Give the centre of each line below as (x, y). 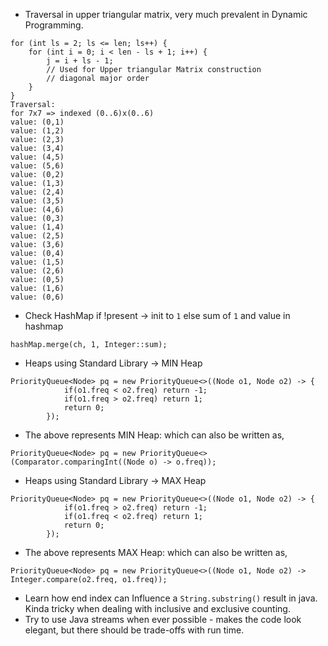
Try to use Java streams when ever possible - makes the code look (163, 619)
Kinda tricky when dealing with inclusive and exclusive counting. (157, 608)
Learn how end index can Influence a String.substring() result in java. (171, 598)
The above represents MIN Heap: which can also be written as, (154, 435)
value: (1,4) (37, 227)
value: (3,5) (37, 201)
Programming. (54, 25)
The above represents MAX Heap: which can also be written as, (156, 552)
